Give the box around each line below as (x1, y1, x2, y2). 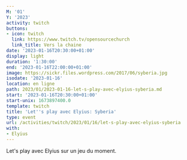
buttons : (6, 25, 28, 32)
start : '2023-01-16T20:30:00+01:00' (6, 92, 98, 98)
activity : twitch (6, 20, 50, 26)
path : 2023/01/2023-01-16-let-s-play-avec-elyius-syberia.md (6, 87, 162, 93)
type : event (6, 114, 36, 120)
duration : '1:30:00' (6, 59, 58, 64)
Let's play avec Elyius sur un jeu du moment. (6, 147, 117, 154)
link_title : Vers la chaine (11, 42, 82, 48)
